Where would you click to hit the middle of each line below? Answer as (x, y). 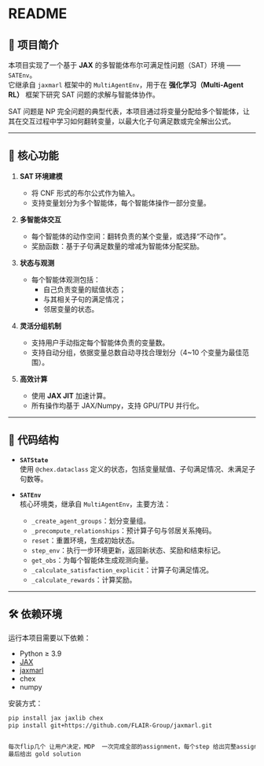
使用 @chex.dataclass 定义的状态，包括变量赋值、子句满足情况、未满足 (134, 468)
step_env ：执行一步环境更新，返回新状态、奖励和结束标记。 (128, 550)
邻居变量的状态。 (71, 309)
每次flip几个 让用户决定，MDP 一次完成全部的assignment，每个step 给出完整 (123, 747)
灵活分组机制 (40, 326)
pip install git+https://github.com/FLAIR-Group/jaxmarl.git (110, 726)
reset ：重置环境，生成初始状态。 (85, 540)
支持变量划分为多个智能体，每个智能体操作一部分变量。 (121, 202)
